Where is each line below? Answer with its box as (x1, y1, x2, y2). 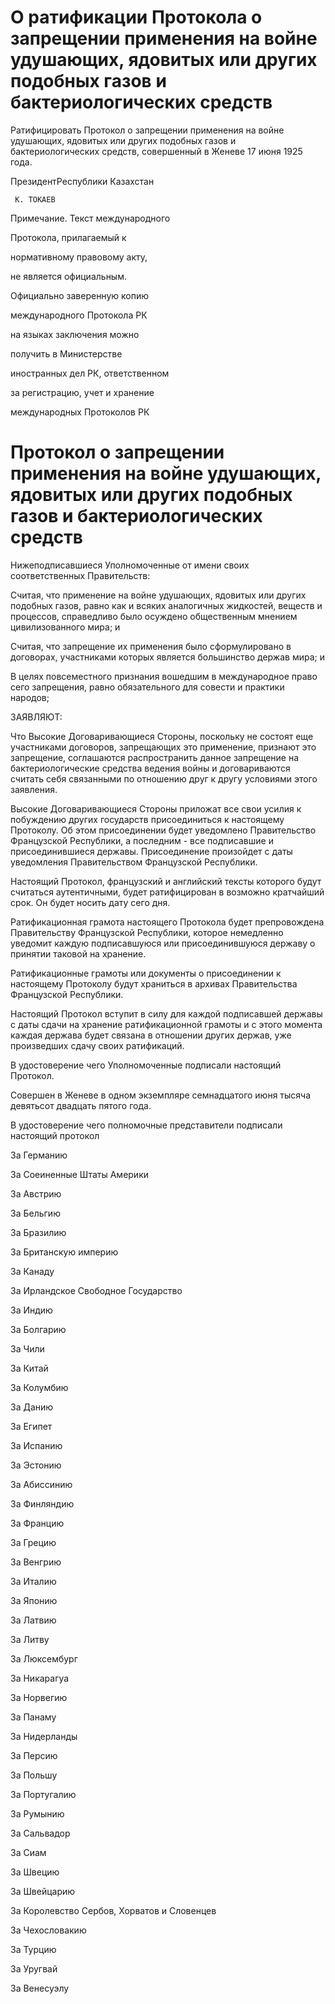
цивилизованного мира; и (10, 621, 121, 633)
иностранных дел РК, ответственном (10, 367, 170, 379)
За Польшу (10, 1769, 58, 1781)
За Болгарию (10, 1323, 67, 1335)
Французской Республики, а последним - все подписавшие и (10, 834, 274, 846)
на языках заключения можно (10, 328, 140, 340)
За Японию (10, 1594, 58, 1606)
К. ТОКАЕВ (14, 194, 56, 205)
